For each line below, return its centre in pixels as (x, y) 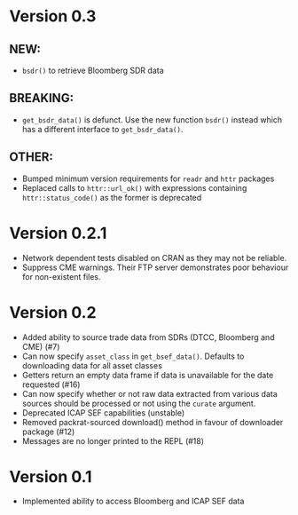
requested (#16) (51, 384)
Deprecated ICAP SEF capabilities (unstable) (103, 412)
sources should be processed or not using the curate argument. (139, 403)
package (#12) (48, 432)
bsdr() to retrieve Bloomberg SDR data (93, 70)
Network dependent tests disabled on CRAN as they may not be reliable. (154, 257)
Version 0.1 (51, 476)
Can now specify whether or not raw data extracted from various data (149, 393)
